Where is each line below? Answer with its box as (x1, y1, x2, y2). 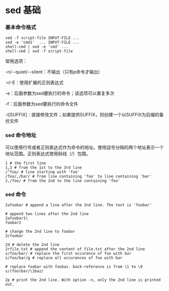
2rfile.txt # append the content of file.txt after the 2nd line (5, 247, 145, 252)
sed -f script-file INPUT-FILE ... (5, 36, 80, 41)
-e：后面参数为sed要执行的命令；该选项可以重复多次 (5, 90, 115, 96)
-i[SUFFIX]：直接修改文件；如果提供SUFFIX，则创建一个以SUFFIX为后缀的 (5, 112, 159, 118)
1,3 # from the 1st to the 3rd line (5, 165, 82, 170)
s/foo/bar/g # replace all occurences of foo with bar (5, 255, 123, 261)
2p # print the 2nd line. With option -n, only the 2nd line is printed (5, 277, 161, 282)
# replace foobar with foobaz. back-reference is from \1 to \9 (5, 264, 143, 269)
